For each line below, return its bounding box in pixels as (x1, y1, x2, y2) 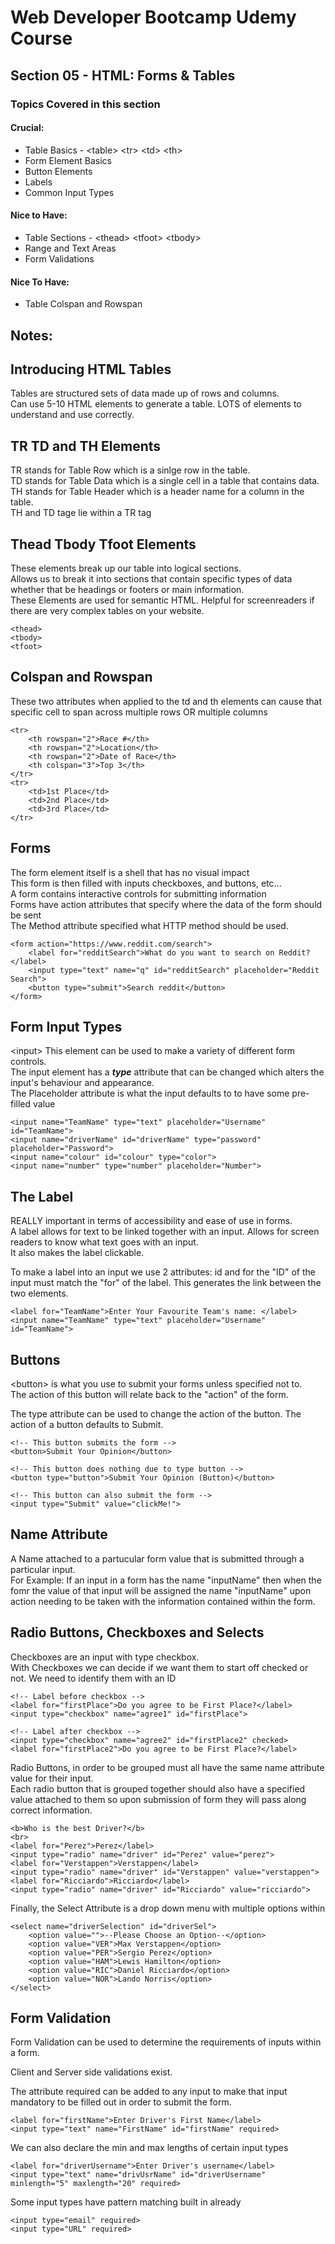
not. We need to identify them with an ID (10, 1672, 177, 1684)
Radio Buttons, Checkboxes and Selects (10, 1624, 265, 1641)
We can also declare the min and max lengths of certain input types (10, 2142, 289, 2154)
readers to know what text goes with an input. (10, 1236, 199, 1248)
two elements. (10, 1287, 69, 1300)
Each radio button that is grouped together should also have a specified (10, 1782, 306, 1795)
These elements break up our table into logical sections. (10, 562, 242, 574)
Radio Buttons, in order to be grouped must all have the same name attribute (10, 1761, 325, 1773)
